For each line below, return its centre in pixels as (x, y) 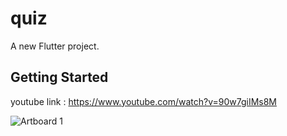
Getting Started (59, 77)
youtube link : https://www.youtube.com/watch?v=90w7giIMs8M (143, 101)
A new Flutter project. (55, 46)
